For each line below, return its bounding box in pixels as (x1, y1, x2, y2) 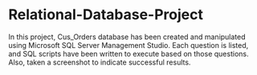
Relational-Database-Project (8, 6, 203, 24)
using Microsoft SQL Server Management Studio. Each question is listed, (8, 40, 249, 49)
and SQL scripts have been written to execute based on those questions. (8, 49, 249, 58)
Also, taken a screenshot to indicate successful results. (8, 57, 191, 67)
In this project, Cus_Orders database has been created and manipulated (8, 32, 247, 41)
